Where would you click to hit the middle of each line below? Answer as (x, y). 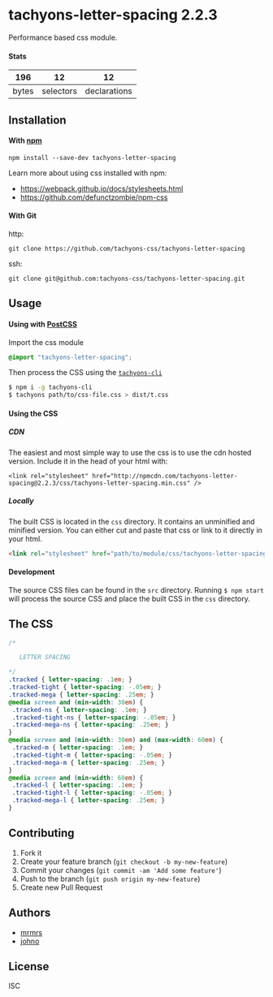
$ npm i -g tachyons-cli (50, 387)
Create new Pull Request (61, 887)
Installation (37, 120)
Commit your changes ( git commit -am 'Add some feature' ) (121, 870)
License (29, 967)
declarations (108, 91)
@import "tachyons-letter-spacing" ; (70, 357)
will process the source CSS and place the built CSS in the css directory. (129, 598)
